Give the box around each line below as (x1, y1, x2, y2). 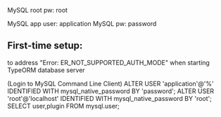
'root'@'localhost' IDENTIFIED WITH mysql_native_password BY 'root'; (7, 94, 213, 102)
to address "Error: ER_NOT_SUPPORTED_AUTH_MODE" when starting (7, 58, 210, 67)
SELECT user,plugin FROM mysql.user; (7, 102, 120, 110)
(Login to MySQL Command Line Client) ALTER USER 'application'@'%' (7, 79, 214, 88)
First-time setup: (7, 40, 83, 52)
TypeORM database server (7, 66, 86, 74)
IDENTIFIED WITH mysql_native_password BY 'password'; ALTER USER (7, 87, 215, 95)
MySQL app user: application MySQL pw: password (7, 20, 157, 27)
